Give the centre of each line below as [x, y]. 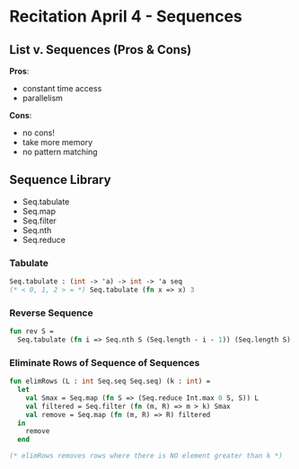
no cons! [39, 133]
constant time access [62, 88]
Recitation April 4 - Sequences [126, 17]
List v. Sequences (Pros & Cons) [101, 50]
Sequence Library [60, 180]
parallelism [42, 98]
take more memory [57, 142]
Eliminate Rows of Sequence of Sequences [105, 362]
